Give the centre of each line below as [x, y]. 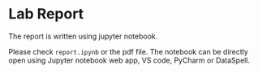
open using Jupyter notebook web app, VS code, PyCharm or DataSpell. [129, 60]
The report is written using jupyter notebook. [83, 36]
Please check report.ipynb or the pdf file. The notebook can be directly [129, 51]
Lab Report [46, 14]
